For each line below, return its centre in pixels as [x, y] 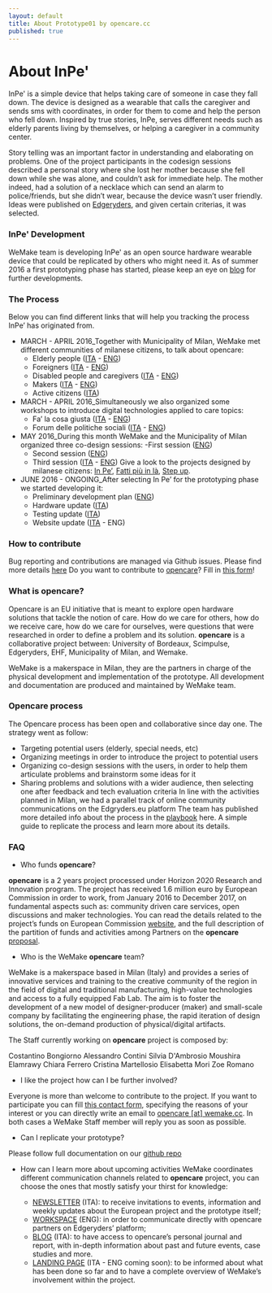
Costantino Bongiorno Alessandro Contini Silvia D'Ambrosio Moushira [125, 1056]
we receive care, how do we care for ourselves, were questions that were [131, 626]
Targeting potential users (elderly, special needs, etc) [109, 748]
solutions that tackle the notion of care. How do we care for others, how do [134, 617]
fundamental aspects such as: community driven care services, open [124, 907]
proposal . [24, 941]
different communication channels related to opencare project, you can [140, 1178]
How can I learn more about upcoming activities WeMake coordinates [136, 1169]
